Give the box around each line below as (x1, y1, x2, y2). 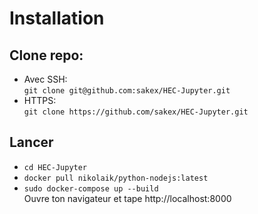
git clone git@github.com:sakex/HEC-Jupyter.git (23, 86, 231, 96)
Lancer (9, 134, 54, 151)
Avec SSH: (23, 73, 68, 85)
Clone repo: (9, 47, 84, 64)
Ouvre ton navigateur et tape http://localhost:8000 (23, 192, 232, 204)
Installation (9, 7, 105, 30)
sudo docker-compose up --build (23, 183, 159, 194)
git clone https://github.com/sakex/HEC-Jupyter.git (23, 107, 249, 117)
